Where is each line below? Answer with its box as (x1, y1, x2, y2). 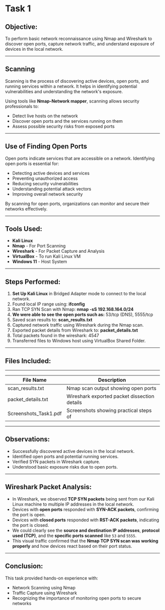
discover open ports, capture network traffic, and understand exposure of (5, 41, 155, 47)
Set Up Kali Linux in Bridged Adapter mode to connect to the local (12, 291, 146, 297)
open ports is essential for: (5, 161, 59, 167)
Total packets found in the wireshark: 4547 (12, 333, 99, 339)
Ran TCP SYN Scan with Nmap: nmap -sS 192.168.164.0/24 (12, 306, 134, 312)
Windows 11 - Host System (12, 259, 67, 265)
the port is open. (12, 511, 46, 517)
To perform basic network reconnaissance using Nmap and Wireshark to (5, 35, 152, 41)
